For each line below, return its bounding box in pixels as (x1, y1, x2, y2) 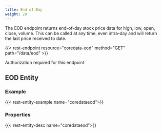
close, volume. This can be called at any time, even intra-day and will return (5, 30, 157, 36)
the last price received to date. (5, 35, 67, 41)
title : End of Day (5, 7, 42, 12)
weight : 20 (5, 12, 27, 17)
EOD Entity (5, 74, 39, 82)
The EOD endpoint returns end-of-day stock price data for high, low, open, (5, 25, 155, 31)
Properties (5, 112, 31, 118)
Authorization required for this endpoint (5, 59, 84, 65)
